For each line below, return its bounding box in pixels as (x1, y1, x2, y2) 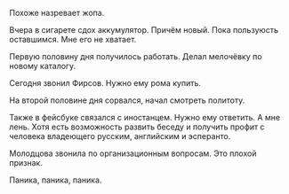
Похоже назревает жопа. (9, 8, 105, 18)
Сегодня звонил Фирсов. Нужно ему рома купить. (9, 78, 202, 88)
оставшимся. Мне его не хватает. (9, 35, 137, 44)
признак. (9, 158, 43, 167)
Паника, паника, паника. (9, 175, 102, 185)
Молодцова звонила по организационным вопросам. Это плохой (9, 148, 257, 159)
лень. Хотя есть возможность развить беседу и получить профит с (9, 121, 265, 132)
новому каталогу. (9, 61, 76, 71)
